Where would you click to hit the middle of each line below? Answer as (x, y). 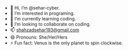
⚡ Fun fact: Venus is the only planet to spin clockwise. (67, 43)
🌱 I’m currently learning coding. (43, 19)
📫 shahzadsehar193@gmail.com (45, 30)
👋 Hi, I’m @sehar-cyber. (35, 8)
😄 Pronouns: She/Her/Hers (39, 37)
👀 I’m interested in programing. (42, 13)
